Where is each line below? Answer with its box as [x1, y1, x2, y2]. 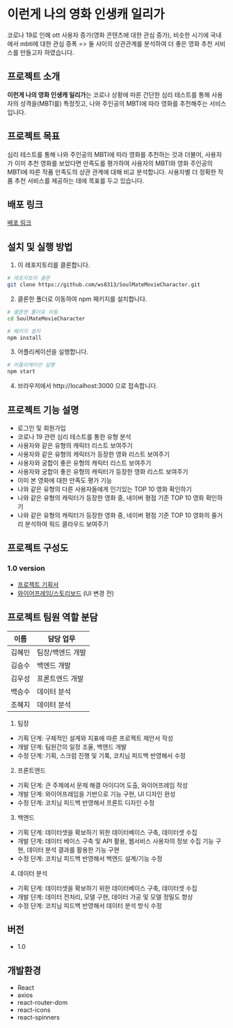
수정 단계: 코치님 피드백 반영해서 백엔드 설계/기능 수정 [17, 854, 163, 863]
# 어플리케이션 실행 [7, 362, 55, 368]
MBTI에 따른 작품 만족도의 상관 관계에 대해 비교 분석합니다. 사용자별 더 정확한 [7, 167, 217, 176]
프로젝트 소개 [7, 70, 61, 82]
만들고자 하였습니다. [19, 48, 74, 57]
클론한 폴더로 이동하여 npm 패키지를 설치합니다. [17, 295, 147, 303]
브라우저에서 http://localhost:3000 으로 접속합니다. [17, 382, 159, 390]
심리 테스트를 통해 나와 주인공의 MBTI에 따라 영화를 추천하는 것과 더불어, [7, 150, 204, 158]
